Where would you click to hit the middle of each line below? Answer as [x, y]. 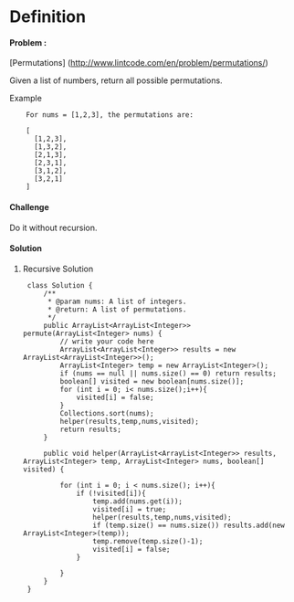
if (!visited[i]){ [111, 493]
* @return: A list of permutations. [117, 309]
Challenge [30, 206]
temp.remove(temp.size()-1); [148, 541]
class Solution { [60, 285]
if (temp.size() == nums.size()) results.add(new [189, 525]
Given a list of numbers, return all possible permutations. [116, 80]
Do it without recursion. [53, 227]
